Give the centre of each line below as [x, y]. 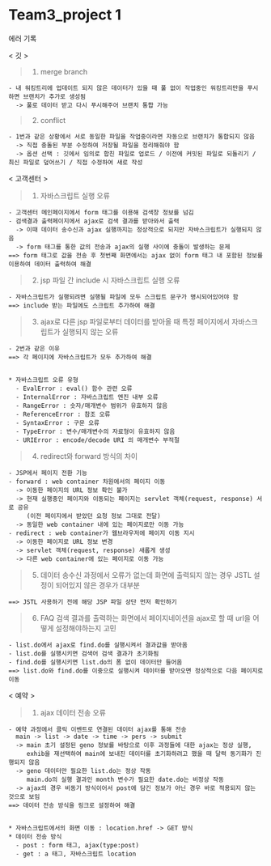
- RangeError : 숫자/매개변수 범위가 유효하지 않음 [92, 405]
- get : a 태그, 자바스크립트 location [76, 854]
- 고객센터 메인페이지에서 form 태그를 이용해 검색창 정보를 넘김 [101, 212]
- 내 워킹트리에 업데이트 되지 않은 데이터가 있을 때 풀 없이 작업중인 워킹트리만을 [126, 88]
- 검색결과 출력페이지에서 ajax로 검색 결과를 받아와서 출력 [94, 221]
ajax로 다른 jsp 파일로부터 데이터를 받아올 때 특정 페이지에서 [135, 321]
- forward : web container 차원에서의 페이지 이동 [87, 482]
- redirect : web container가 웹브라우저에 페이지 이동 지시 [102, 533]
